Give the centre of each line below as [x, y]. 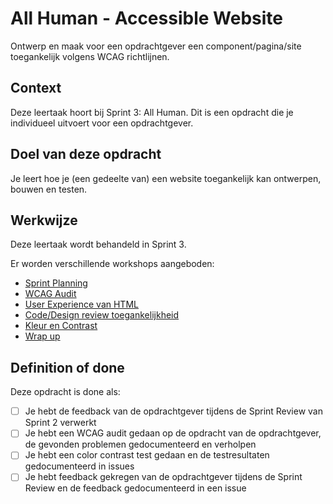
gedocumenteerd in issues [79, 466]
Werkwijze [44, 220]
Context [36, 88]
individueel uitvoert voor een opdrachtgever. [102, 123]
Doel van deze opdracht [86, 154]
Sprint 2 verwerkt [60, 423]
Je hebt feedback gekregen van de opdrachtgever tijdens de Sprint [163, 477]
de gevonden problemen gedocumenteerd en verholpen [140, 444]
